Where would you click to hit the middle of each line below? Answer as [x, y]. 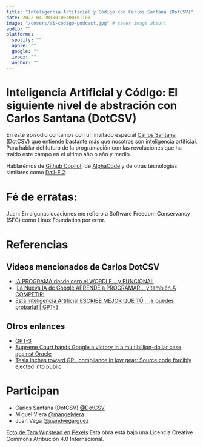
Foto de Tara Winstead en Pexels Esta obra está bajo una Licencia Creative [100, 432]
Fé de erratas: [42, 197]
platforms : [20, 35]
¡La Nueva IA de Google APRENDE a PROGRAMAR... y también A [95, 288]
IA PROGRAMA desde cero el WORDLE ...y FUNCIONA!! [84, 282]
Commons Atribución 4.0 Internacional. [55, 439]
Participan [33, 391]
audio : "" [19, 29]
